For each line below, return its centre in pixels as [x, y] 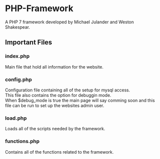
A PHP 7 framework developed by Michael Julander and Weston [70, 22]
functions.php [22, 141]
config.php [19, 79]
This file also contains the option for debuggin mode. [58, 95]
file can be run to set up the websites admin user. [55, 106]
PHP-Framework [39, 9]
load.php [16, 118]
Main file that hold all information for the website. [54, 67]
